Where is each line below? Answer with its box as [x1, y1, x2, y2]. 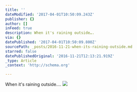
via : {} [5, 35, 21, 40]
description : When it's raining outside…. [5, 30, 95, 35]
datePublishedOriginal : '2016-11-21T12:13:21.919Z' [5, 53, 115, 59]
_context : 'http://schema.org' [5, 63, 70, 68]
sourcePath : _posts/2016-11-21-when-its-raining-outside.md [5, 44, 133, 49]
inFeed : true [5, 26, 32, 31]
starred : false [5, 49, 37, 54]
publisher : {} [5, 16, 35, 21]
